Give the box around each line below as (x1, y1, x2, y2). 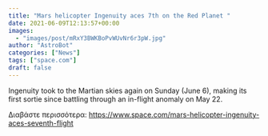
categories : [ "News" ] (8, 49, 81, 57)
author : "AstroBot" (8, 42, 74, 50)
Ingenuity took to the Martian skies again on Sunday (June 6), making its (8, 86, 247, 95)
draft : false (8, 64, 52, 72)
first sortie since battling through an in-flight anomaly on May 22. (8, 94, 223, 104)
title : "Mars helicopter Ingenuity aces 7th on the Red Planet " (8, 11, 230, 20)
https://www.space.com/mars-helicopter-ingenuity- (88, 110, 260, 119)
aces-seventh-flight (8, 118, 74, 128)
